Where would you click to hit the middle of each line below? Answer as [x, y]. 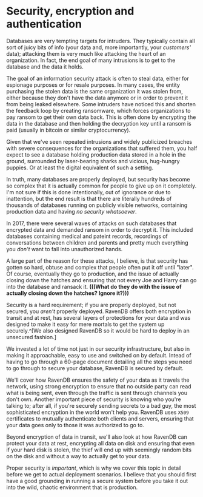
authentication [44, 24]
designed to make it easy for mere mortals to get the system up [85, 324]
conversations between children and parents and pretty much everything [98, 242]
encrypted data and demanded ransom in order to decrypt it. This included [100, 229]
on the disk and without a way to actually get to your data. [79, 456]
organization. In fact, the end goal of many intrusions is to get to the [91, 60]
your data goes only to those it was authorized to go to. [75, 425]
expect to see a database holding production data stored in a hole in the [96, 154]
